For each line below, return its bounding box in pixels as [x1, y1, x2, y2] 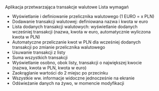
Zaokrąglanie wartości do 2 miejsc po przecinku [12, 70, 108, 76]
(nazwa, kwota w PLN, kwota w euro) [12, 65, 87, 71]
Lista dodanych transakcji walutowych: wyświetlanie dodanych [12, 24, 138, 30]
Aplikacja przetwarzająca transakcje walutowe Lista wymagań [5, 4, 129, 10]
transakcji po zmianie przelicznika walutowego [12, 45, 105, 50]
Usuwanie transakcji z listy [12, 49, 65, 55]
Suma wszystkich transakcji [12, 55, 68, 60]
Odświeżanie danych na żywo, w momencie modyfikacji [12, 80, 125, 86]
